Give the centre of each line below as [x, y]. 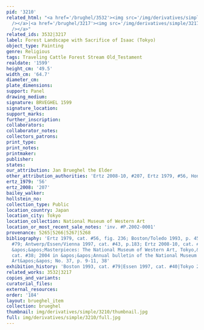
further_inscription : [34, 119]
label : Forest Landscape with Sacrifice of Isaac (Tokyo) [81, 40]
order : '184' [23, 295]
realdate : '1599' [28, 63]
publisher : [20, 159]
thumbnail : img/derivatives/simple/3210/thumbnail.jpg [77, 312]
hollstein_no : [24, 198]
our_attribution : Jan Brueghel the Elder [59, 170]
